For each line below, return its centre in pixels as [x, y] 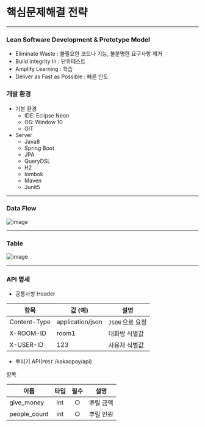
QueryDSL [37, 161]
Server [23, 135]
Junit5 [32, 187]
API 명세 [18, 280]
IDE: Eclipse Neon [47, 115]
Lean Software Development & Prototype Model [78, 39]
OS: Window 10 [43, 122]
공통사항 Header [35, 294]
